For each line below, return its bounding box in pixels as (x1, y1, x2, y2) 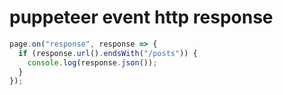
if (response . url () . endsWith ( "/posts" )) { (18, 48, 198, 58)
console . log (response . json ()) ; (27, 57, 158, 68)
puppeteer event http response (9, 6, 274, 29)
